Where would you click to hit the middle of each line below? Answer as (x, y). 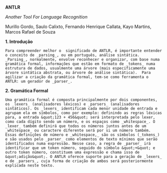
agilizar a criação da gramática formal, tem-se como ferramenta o (77, 77)
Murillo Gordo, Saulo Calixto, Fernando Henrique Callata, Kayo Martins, (78, 26)
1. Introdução (19, 41)
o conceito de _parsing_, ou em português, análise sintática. (72, 55)
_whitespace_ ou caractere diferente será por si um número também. (78, 130)
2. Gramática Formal (27, 90)
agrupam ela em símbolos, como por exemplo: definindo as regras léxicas (84, 113)
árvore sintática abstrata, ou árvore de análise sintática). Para (78, 72)
